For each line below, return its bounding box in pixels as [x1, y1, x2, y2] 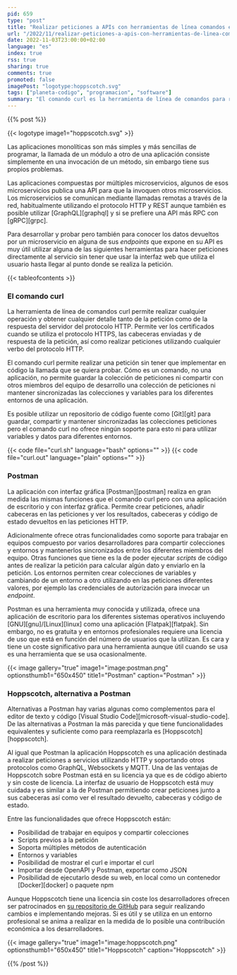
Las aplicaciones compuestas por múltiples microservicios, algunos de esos [7, 179, 229, 187]
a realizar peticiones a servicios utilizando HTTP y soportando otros [7, 755, 205, 764]
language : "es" [7, 43, 52, 50]
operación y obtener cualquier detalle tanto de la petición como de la [7, 315, 208, 324]
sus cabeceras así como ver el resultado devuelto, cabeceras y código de [7, 793, 222, 802]
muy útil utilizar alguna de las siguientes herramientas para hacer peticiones [7, 245, 229, 253]
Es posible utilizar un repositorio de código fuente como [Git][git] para [7, 410, 212, 418]
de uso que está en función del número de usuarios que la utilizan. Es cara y [7, 634, 229, 643]
